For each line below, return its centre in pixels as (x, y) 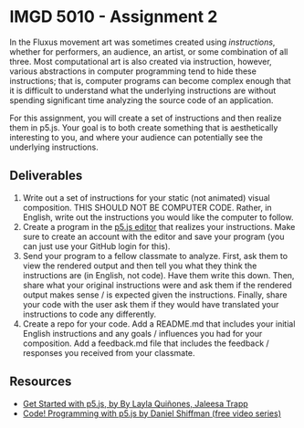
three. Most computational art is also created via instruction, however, (141, 61)
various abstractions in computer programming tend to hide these (133, 71)
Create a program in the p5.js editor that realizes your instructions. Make (159, 226)
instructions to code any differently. (89, 314)
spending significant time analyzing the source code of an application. (142, 100)
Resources (41, 382)
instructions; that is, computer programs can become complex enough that (150, 80)
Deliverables (46, 176)
